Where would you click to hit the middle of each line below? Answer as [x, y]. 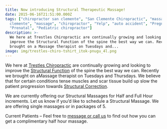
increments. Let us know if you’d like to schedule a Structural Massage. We [82, 101]
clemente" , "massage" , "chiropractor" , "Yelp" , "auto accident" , [79, 23]
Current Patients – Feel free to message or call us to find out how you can [80, 116]
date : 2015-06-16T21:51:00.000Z [39, 14]
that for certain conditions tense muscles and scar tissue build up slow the [81, 81]
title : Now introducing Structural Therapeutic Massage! [65, 10]
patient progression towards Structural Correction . [57, 86]
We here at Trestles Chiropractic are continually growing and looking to [78, 65]
